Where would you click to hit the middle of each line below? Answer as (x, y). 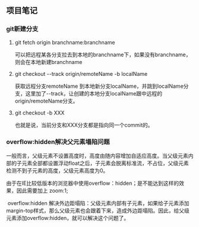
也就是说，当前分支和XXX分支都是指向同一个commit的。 (84, 125)
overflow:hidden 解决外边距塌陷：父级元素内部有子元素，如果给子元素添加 (98, 203)
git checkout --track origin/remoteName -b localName (81, 73)
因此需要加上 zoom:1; (42, 190)
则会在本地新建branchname (48, 62)
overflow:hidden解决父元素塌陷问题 (58, 142)
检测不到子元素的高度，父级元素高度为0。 (57, 170)
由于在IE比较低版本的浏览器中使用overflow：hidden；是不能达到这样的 (93, 183)
